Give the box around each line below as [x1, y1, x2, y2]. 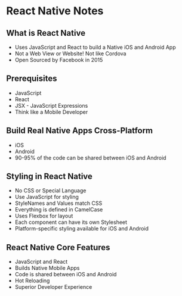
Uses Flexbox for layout [14, 213, 73, 220]
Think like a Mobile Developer [14, 108, 88, 116]
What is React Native [6, 28, 85, 38]
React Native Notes [6, 4, 104, 18]
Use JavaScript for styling [14, 194, 79, 201]
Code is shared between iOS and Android [14, 271, 117, 278]
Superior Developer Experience [14, 283, 92, 291]
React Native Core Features [6, 242, 110, 253]
